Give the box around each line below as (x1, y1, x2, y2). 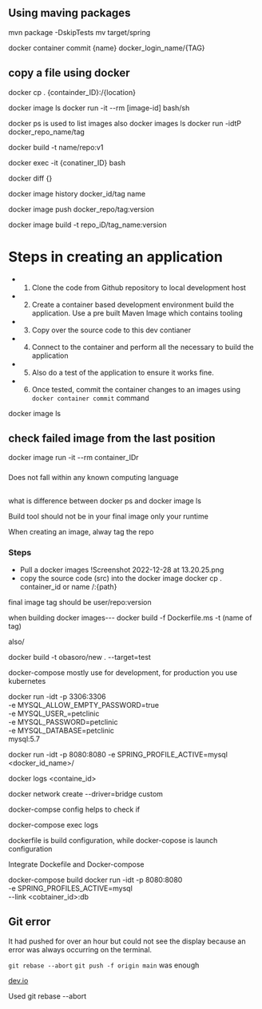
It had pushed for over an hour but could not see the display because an (8, 936, 246, 946)
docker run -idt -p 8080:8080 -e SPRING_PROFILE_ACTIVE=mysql (8, 749, 228, 759)
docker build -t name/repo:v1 (8, 142, 104, 152)
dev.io (8, 975, 29, 985)
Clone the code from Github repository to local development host (31, 283, 246, 292)
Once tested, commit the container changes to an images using (31, 384, 241, 394)
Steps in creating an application (8, 248, 224, 266)
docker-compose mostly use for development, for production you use (8, 667, 238, 677)
